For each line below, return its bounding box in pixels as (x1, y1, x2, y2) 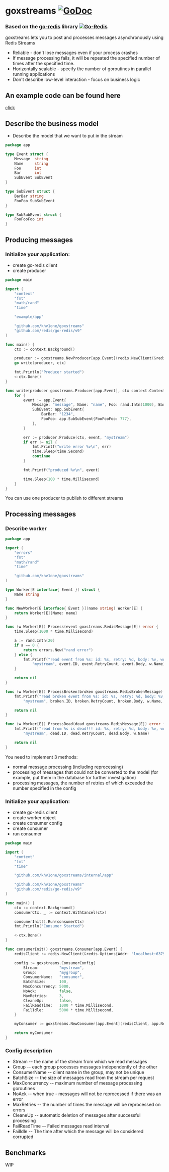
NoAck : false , (23, 989, 73, 994)
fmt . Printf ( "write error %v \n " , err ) (32, 444, 112, 449)
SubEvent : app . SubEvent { (32, 407, 84, 412)
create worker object (12, 815, 56, 821)
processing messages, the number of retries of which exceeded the (12, 780, 153, 786)
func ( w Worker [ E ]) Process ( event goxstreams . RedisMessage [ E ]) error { (5, 624, 158, 629)
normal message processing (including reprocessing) (12, 764, 123, 770)
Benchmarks (5, 1148, 46, 1157)
